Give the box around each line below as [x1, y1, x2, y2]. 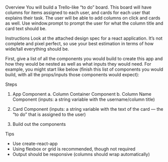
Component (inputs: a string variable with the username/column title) [12, 96, 155, 102]
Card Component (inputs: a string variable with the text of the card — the [12, 106, 163, 112]
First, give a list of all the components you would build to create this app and [5, 56, 163, 62]
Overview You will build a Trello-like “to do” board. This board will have [5, 5, 152, 10]
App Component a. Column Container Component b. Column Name [12, 91, 151, 97]
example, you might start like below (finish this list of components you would [5, 66, 163, 72]
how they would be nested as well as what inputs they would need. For [5, 61, 151, 67]
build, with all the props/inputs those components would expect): [5, 72, 139, 77]
